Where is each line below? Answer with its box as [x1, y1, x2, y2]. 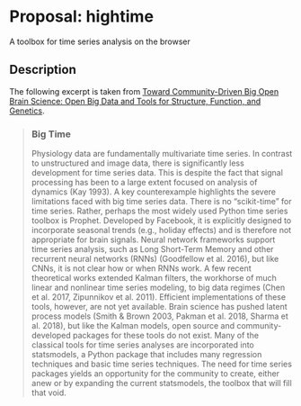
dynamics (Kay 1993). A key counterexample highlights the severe [31, 186, 277, 197]
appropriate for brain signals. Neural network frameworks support [31, 234, 276, 245]
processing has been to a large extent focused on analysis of [31, 177, 258, 188]
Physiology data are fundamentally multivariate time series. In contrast [31, 149, 293, 159]
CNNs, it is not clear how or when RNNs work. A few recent [31, 263, 252, 274]
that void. [31, 387, 67, 398]
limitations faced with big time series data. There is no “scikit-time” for [31, 196, 292, 207]
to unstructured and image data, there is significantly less [31, 158, 244, 168]
